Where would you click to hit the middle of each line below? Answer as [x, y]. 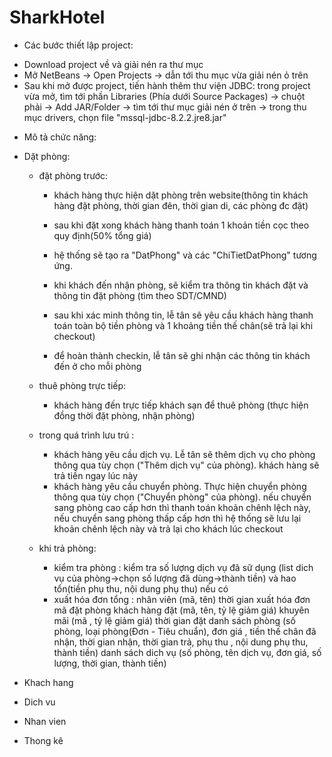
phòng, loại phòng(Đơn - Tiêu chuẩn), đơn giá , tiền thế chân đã [185, 631]
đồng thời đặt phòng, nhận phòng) [124, 415]
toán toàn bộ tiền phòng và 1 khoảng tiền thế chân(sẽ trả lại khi [183, 325]
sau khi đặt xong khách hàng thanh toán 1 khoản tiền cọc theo [181, 225]
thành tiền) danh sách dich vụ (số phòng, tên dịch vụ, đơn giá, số [187, 652]
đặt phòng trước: [73, 175]
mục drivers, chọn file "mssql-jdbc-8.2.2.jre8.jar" [125, 117]
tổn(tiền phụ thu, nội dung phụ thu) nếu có [141, 588]
